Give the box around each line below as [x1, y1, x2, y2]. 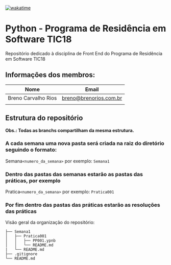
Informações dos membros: [5, 70, 95, 79]
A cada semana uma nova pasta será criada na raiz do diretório [5, 140, 164, 147]
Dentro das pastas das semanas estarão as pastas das [5, 171, 143, 178]
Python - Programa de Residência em [5, 23, 166, 34]
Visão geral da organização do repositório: [5, 220, 95, 226]
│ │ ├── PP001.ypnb [5, 238, 56, 244]
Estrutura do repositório [5, 114, 83, 123]
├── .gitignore [5, 252, 38, 257]
